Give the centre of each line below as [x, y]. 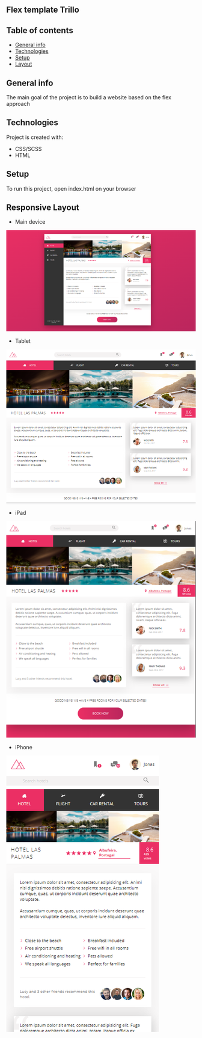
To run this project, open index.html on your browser [71, 188]
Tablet [23, 341]
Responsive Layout [43, 208]
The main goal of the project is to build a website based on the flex [89, 97]
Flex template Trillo [43, 10]
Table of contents [40, 30]
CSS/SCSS [28, 149]
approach [18, 104]
